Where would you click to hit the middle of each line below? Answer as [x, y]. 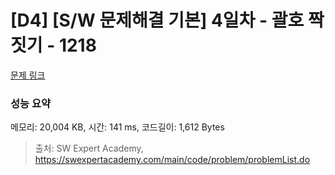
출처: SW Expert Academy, [89, 148]
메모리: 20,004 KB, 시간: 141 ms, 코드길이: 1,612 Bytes [117, 127]
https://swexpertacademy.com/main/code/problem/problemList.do [172, 160]
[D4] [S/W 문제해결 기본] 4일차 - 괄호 [157, 20]
